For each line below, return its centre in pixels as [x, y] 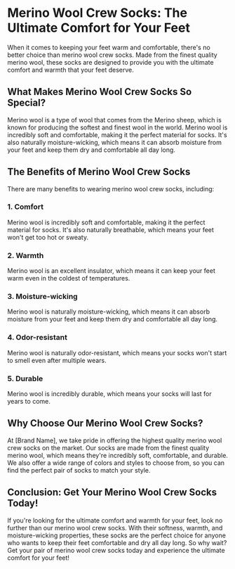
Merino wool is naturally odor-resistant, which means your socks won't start [117, 352]
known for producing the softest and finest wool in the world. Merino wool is [117, 127]
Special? [27, 103]
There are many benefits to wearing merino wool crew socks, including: [111, 188]
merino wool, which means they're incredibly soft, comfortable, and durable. [117, 455]
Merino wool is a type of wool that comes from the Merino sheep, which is [115, 120]
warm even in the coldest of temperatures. [69, 279]
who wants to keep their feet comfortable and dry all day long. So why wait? [117, 542]
